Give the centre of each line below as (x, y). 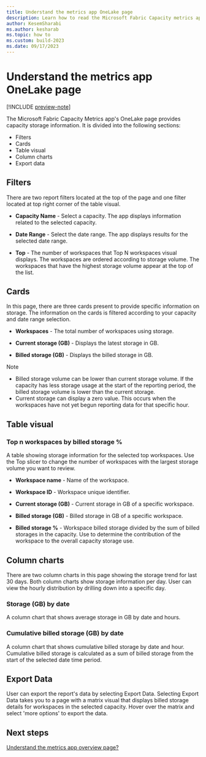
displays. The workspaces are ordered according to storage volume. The (107, 259)
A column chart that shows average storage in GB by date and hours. (93, 618)
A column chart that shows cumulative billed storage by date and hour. (96, 646)
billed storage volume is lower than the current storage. (85, 392)
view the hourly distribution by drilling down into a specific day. (86, 588)
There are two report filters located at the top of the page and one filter (96, 197)
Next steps (28, 733)
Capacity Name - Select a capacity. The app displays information (98, 216)
